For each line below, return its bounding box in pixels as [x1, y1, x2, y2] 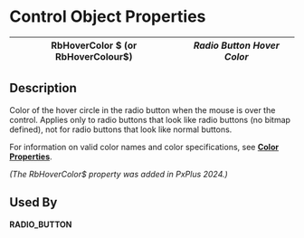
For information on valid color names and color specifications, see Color [9, 141, 279, 152]
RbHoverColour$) [55, 50, 133, 62]
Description [9, 81, 77, 96]
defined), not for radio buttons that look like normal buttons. [9, 124, 233, 135]
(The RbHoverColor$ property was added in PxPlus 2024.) [9, 168, 228, 179]
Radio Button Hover [193, 39, 280, 52]
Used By [9, 195, 58, 210]
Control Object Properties [9, 6, 206, 27]
